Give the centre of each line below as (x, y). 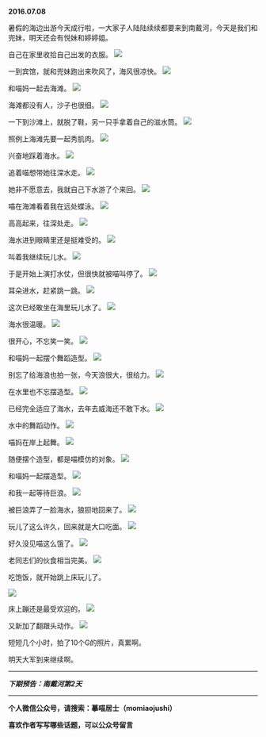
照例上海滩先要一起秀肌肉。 (53, 139)
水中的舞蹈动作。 (36, 425)
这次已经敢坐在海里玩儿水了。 (57, 307)
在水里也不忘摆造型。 (43, 392)
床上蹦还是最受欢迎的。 (46, 609)
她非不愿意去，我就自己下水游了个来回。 (74, 189)
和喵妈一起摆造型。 (40, 476)
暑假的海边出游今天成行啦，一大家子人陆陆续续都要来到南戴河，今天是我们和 (133, 28)
